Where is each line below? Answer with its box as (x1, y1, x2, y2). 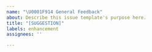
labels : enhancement (6, 25, 59, 32)
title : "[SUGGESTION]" (6, 20, 64, 26)
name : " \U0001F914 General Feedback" (6, 8, 103, 15)
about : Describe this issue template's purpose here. (6, 15, 147, 21)
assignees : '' (6, 31, 43, 37)
